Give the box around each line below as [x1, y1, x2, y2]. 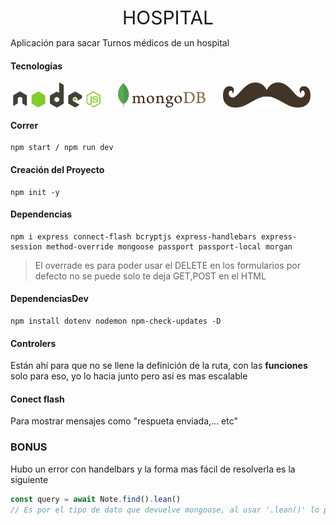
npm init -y [10, 187, 60, 197]
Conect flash [10, 393, 65, 405]
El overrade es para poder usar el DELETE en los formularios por [34, 259, 301, 271]
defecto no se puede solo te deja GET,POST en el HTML [34, 270, 267, 282]
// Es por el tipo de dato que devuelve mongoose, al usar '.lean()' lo [10, 505, 320, 515]
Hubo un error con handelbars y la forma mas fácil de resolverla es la [10, 463, 296, 475]
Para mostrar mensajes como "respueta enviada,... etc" [10, 415, 238, 427]
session [10, 241, 43, 252]
